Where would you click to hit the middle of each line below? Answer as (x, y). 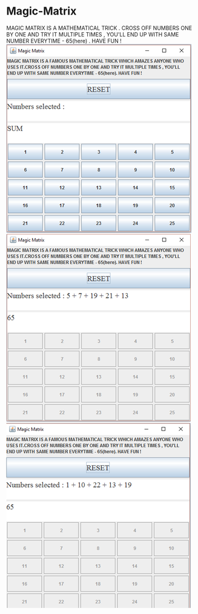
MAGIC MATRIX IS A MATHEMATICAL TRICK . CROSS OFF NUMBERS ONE (99, 28)
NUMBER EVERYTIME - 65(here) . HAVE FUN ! (64, 41)
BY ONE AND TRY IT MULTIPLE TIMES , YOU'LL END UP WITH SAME (93, 34)
